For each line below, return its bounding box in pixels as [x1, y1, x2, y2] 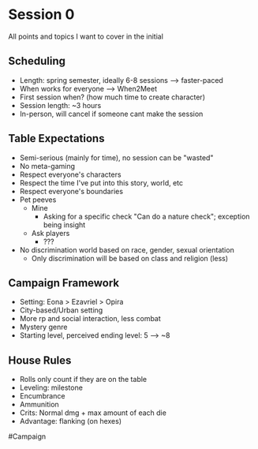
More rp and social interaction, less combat [19, 314, 162, 324]
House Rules [8, 354, 72, 367]
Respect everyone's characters [19, 170, 122, 179]
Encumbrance [19, 391, 65, 401]
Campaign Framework [8, 276, 120, 290]
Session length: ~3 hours [19, 100, 102, 110]
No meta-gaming [19, 161, 76, 170]
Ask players [31, 228, 70, 238]
